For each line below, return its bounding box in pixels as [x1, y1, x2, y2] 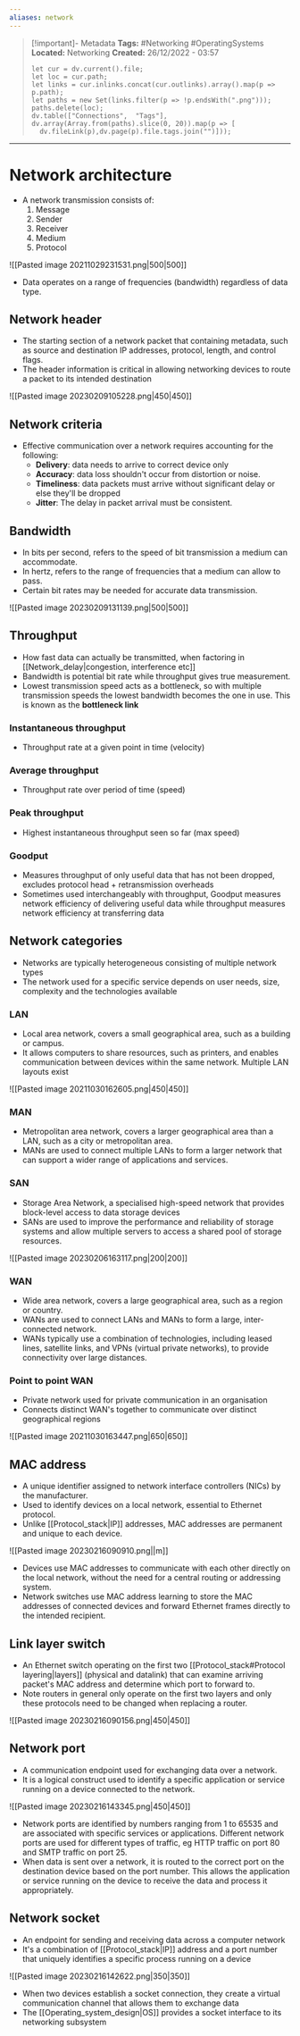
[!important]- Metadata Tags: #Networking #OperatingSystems [30, 38, 264, 48]
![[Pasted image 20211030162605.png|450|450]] [9, 1084, 189, 1094]
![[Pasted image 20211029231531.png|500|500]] [9, 259, 187, 270]
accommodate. [21, 557, 79, 567]
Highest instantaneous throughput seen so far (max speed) [21, 827, 240, 838]
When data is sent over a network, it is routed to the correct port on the [21, 1856, 285, 1867]
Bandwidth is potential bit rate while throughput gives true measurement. [21, 671, 291, 682]
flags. [21, 355, 44, 365]
